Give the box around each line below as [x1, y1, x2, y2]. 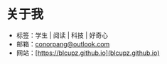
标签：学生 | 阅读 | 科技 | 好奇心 [16, 31, 109, 39]
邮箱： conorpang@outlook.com [16, 39, 110, 48]
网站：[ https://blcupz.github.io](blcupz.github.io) [16, 49, 160, 57]
